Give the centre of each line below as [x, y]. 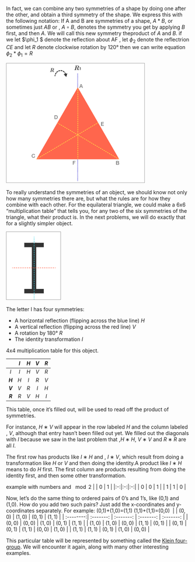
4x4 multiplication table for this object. [53, 350]
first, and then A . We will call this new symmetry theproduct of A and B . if [94, 33]
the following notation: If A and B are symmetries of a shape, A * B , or [90, 21]
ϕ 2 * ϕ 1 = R [20, 54]
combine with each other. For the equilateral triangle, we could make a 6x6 [96, 205]
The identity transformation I [49, 339]
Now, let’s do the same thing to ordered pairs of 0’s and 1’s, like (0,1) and [93, 498]
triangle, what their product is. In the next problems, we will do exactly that [96, 217]
